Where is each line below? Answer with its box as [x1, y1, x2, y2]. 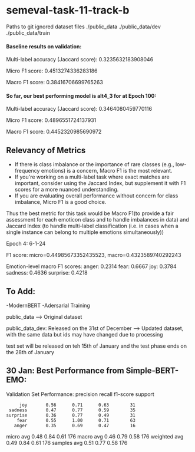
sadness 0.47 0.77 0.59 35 [8, 407, 135, 413]
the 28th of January [6, 348, 55, 355]
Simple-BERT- [125, 366, 179, 376]
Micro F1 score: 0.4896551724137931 [6, 117, 97, 124]
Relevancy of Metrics [6, 145, 86, 155]
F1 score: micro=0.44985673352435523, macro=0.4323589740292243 [6, 252, 181, 259]
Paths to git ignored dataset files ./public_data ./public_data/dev [6, 23, 161, 30]
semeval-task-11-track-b [6, 4, 130, 17]
